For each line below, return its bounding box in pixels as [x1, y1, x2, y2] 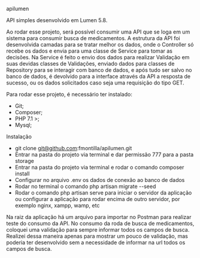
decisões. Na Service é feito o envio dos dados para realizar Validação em [6, 54, 190, 60]
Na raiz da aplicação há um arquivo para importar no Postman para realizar [6, 214, 192, 220]
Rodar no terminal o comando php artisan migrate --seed [14, 183, 156, 190]
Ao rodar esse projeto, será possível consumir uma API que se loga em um [6, 28, 190, 35]
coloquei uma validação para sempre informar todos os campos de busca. [6, 226, 190, 233]
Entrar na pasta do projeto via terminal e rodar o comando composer [14, 164, 184, 171]
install [14, 170, 30, 177]
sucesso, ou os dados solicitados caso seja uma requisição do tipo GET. [6, 79, 184, 86]
